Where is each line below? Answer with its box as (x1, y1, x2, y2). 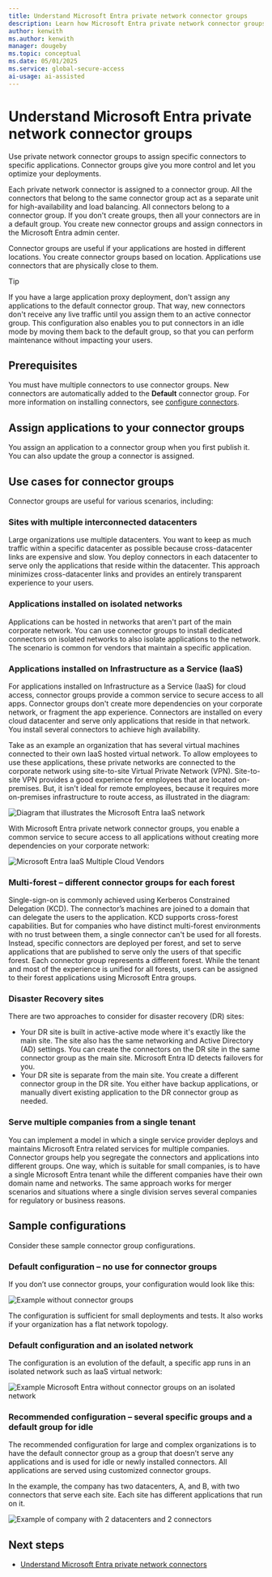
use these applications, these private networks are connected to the (8, 757, 236, 767)
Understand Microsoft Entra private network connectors (19, 1560, 208, 1570)
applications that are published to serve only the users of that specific (8, 947, 242, 957)
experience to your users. (8, 578, 95, 588)
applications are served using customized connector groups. (8, 1466, 211, 1475)
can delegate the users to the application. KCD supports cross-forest (8, 913, 239, 922)
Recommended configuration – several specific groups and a (8, 1411, 253, 1423)
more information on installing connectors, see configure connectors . (8, 397, 240, 407)
